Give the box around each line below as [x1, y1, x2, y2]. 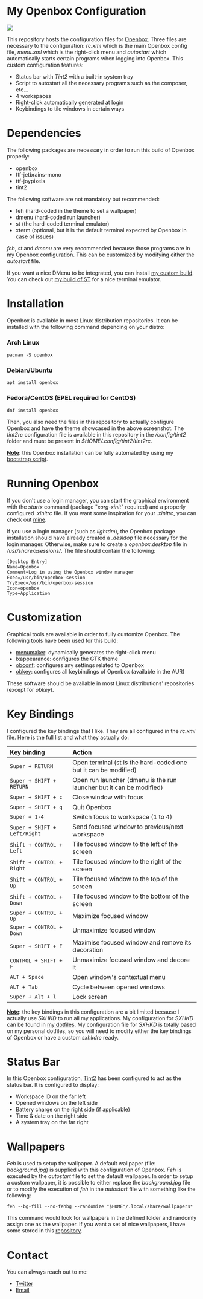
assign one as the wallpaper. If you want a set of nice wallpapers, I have [7, 1220, 186, 1228]
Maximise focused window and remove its [72, 938, 192, 946]
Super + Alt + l [10, 993, 57, 1000]
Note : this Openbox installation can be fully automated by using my [7, 449, 173, 456]
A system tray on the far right [15, 1119, 89, 1126]
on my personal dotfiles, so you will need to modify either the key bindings [7, 1027, 192, 1035]
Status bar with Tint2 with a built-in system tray [15, 73, 134, 80]
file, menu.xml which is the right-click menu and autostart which [7, 48, 167, 56]
